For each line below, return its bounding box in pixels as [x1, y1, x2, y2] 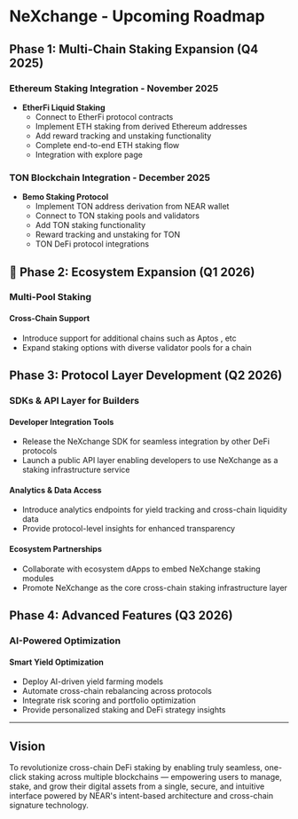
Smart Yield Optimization [9, 657, 104, 667]
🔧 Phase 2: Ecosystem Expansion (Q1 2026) [9, 264, 255, 280]
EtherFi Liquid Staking [21, 102, 106, 113]
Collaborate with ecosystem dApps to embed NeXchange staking [21, 563, 261, 574]
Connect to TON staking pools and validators [35, 210, 200, 221]
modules [21, 572, 55, 583]
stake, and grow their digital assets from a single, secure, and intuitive [9, 781, 265, 791]
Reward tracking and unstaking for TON [35, 229, 180, 240]
